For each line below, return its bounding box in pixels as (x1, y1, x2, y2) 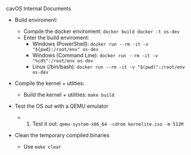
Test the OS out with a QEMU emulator (14, 103, 109, 110)
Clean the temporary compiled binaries (14, 132, 110, 138)
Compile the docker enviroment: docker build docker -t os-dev (23, 28, 180, 35)
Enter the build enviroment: (23, 34, 90, 41)
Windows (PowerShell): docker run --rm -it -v (32, 41, 149, 47)
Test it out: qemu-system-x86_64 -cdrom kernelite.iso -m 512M (32, 120, 184, 127)
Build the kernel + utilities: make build (23, 91, 115, 98)
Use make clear (23, 143, 62, 150)
